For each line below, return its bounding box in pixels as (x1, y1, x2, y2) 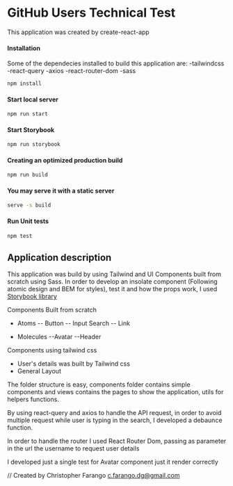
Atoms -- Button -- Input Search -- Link (17, 319, 131, 327)
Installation (7, 44, 40, 52)
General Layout (17, 367, 61, 375)
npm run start (7, 111, 49, 118)
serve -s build (7, 202, 51, 209)
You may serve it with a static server (7, 186, 115, 195)
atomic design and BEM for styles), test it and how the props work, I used (7, 285, 218, 293)
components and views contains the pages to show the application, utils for (7, 388, 224, 396)
